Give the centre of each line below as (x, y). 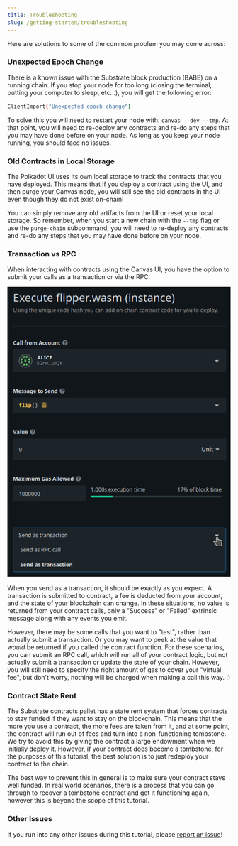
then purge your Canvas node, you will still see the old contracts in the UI (114, 191)
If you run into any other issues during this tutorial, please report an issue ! (115, 834)
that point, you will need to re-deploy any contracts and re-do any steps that (119, 127)
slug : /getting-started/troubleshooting (68, 22)
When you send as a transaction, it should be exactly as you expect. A (110, 588)
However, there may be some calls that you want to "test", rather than (109, 632)
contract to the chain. (39, 764)
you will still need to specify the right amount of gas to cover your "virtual (114, 670)
